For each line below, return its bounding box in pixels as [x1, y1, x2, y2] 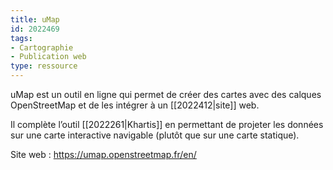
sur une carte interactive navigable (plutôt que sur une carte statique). [10, 129, 300, 141]
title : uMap [10, 14, 60, 25]
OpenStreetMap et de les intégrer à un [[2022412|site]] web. [10, 99, 260, 111]
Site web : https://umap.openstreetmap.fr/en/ [10, 149, 197, 160]
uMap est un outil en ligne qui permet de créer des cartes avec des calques [10, 89, 322, 100]
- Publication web [10, 52, 87, 62]
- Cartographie [10, 42, 74, 53]
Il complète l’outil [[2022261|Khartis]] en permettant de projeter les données [10, 119, 324, 130]
